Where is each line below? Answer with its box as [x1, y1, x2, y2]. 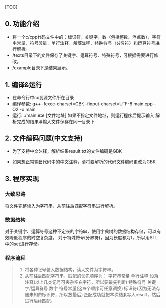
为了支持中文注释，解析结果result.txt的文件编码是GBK [12, 148, 122, 154]
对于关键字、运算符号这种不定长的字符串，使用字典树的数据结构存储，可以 [5, 228, 157, 234]
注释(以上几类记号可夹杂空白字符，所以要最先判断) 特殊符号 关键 [24, 279, 156, 285]
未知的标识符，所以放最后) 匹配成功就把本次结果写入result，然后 [29, 291, 161, 297]
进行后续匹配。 [24, 298, 55, 304]
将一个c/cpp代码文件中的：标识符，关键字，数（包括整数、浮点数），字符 [12, 34, 161, 40]
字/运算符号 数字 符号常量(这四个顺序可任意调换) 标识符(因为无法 [24, 285, 156, 291]
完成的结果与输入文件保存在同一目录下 [16, 118, 95, 124]
